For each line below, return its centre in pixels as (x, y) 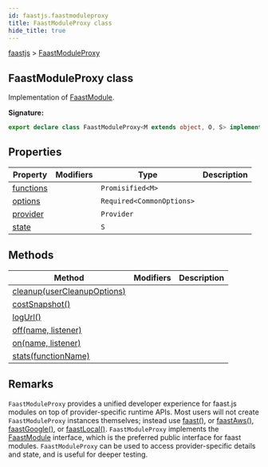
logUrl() (27, 317)
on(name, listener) (47, 343)
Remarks (31, 385)
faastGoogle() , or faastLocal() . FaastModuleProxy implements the (114, 429)
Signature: (26, 113)
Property (30, 175)
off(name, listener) (47, 330)
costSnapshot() (41, 304)
